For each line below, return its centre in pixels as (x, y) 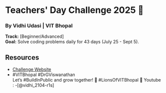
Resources (22, 57)
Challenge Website (32, 70)
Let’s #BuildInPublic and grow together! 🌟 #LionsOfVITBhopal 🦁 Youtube (86, 80)
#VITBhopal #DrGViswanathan (44, 75)
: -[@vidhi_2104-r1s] (33, 85)
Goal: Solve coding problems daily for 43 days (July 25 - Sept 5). (72, 42)
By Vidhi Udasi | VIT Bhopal (39, 26)
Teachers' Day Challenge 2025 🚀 (75, 10)
